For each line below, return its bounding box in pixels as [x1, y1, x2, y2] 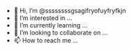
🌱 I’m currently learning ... [13, 21, 88, 29]
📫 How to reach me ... [13, 37, 78, 44]
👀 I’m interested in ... [13, 14, 73, 22]
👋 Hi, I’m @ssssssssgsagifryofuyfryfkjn [13, 7, 126, 14]
